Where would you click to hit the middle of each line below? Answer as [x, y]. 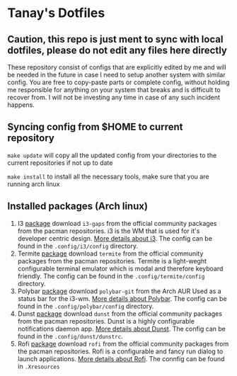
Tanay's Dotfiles [56, 13]
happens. [21, 105]
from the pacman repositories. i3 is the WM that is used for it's [109, 231]
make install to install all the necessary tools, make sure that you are [108, 176]
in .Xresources [39, 366]
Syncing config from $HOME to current [95, 127]
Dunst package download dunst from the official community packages [120, 314]
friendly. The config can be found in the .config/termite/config [111, 276]
